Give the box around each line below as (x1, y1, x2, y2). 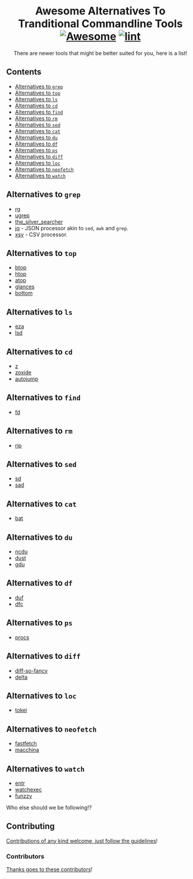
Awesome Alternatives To (35, 4, 166, 18)
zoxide (14, 369, 32, 376)
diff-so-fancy (14, 667, 48, 674)
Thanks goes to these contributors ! (6, 866, 93, 873)
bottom (14, 290, 33, 297)
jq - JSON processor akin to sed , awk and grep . (14, 224, 128, 231)
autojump (14, 375, 39, 382)
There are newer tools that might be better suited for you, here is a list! (13, 49, 188, 56)
